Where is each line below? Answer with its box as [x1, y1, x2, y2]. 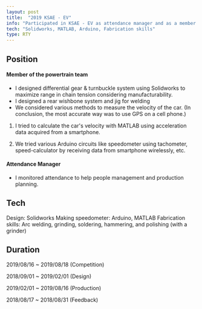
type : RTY [6, 32, 31, 38]
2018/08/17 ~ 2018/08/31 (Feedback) [6, 296, 99, 304]
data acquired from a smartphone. [15, 128, 101, 135]
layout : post [6, 8, 39, 15]
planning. [15, 180, 39, 188]
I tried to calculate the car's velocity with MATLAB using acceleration [15, 122, 187, 129]
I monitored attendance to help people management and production [15, 174, 184, 181]
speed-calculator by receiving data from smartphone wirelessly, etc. [15, 146, 186, 154]
